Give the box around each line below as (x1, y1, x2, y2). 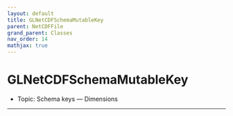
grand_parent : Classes (7, 29, 73, 37)
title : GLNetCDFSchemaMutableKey (7, 17, 104, 23)
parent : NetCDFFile (7, 23, 64, 30)
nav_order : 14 (7, 36, 49, 43)
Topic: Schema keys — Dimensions (17, 95, 118, 103)
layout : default (7, 10, 54, 17)
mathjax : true (7, 42, 49, 49)
